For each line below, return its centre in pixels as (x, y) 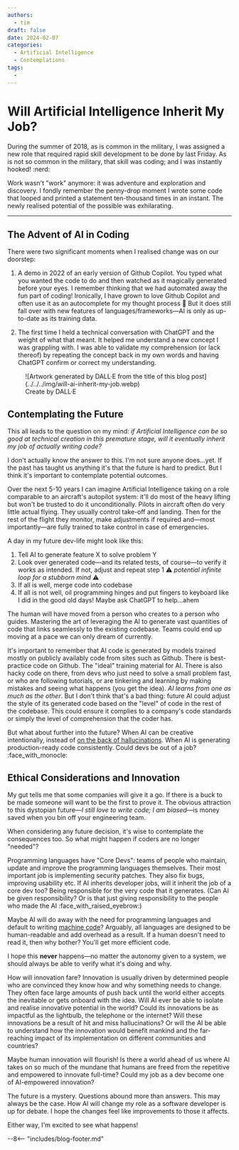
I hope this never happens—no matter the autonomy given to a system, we (117, 956)
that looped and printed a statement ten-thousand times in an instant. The (116, 198)
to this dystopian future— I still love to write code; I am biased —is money (113, 810)
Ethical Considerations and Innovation (94, 777)
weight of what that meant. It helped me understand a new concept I (118, 340)
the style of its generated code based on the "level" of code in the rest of (115, 704)
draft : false (27, 30)
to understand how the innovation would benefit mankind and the (103, 1031)
